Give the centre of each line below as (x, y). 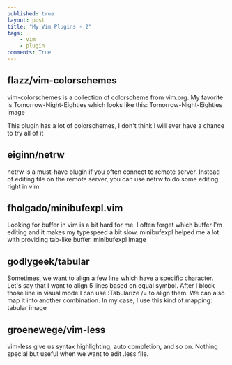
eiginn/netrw (36, 155)
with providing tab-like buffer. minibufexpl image (77, 240)
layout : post (26, 20)
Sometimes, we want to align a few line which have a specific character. (110, 278)
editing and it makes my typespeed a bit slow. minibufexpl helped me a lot (113, 232)
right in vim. (24, 186)
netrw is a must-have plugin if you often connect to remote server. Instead (114, 172)
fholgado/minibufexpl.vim (65, 208)
